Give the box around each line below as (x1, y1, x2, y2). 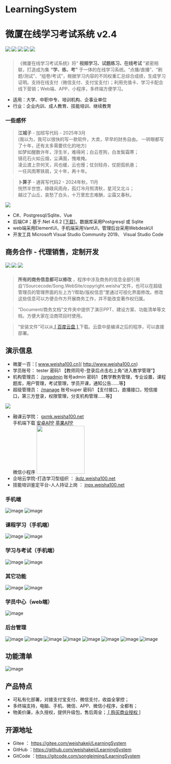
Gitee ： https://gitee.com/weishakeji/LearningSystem (12, 740, 127, 747)
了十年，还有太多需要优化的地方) (17, 142, 87, 149)
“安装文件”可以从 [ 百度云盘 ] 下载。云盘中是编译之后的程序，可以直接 (17, 323, 165, 330)
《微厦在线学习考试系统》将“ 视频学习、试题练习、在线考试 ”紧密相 (17, 60, 159, 66)
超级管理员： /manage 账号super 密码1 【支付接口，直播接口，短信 (12, 386, 153, 392)
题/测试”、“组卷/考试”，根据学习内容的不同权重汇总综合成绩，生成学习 (17, 73, 166, 79)
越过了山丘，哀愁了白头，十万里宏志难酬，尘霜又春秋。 (17, 192, 134, 198)
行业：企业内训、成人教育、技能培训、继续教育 (12, 103, 111, 109)
